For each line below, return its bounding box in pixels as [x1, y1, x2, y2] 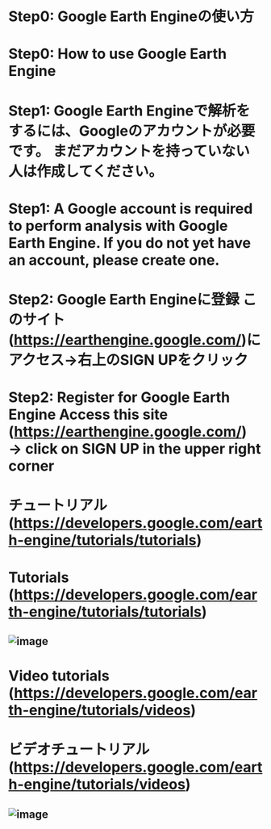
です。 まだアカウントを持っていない [8, 142, 250, 160]
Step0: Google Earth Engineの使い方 [8, 7, 254, 26]
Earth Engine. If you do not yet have [8, 233, 252, 252]
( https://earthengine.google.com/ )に [8, 330, 261, 349]
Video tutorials [8, 667, 110, 685]
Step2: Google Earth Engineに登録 [8, 290, 240, 308]
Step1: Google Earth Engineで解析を [8, 102, 251, 119]
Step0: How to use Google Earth [8, 45, 227, 63]
